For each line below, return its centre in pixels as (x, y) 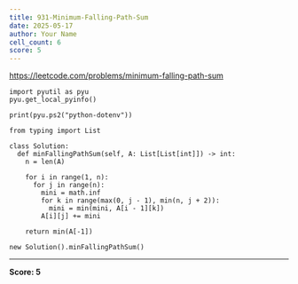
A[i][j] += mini (71, 217)
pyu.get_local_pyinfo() (53, 100)
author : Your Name (43, 34)
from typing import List (55, 131)
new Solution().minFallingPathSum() (77, 248)
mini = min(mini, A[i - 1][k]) (106, 209)
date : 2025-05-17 (41, 26)
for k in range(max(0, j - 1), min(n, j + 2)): (130, 201)
